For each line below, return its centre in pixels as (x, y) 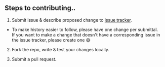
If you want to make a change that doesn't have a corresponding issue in (86, 34)
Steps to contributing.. (40, 8)
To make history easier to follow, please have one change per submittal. (85, 30)
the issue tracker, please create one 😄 (51, 40)
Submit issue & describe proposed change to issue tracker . (72, 20)
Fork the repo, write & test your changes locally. (61, 49)
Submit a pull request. (34, 59)
